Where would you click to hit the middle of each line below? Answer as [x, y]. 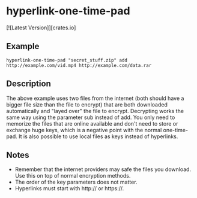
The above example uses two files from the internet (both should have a [95, 98]
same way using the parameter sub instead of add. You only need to [91, 117]
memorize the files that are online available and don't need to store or [92, 123]
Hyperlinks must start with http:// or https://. [69, 188]
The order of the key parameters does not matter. [76, 182]
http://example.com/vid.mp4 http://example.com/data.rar [79, 65]
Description [29, 84]
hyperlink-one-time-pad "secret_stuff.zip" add [67, 60]
